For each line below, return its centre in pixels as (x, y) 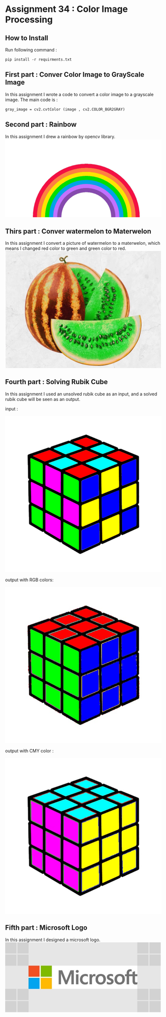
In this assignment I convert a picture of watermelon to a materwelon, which (83, 243)
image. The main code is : (31, 100)
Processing (29, 20)
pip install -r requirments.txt (38, 59)
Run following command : (31, 50)
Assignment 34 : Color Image (66, 9)
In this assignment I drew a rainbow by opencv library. (60, 136)
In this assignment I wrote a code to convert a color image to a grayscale (79, 94)
